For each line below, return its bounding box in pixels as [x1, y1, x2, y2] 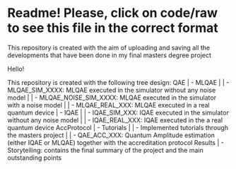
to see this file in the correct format [7, 20, 219, 36]
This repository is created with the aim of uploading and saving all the [7, 43, 211, 52]
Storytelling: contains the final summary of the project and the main [7, 146, 203, 154]
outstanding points [7, 153, 62, 162]
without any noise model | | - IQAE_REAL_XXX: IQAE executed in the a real [7, 115, 223, 124]
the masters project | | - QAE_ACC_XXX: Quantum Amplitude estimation [7, 131, 216, 139]
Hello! [7, 64, 25, 73]
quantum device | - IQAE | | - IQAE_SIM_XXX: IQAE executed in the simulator [7, 108, 230, 117]
